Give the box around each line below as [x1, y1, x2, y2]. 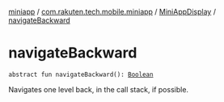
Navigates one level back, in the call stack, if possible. [8, 84, 188, 94]
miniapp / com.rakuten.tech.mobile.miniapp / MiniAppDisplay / [8, 7, 217, 16]
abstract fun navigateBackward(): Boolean [8, 70, 154, 79]
